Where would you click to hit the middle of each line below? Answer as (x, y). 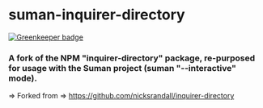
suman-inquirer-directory (97, 15)
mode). (23, 78)
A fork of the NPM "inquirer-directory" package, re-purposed (132, 58)
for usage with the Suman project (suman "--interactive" (122, 68)
